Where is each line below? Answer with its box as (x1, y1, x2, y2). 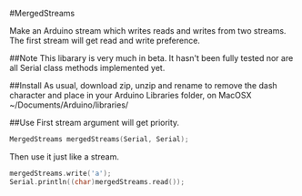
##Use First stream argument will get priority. (9, 118, 180, 128)
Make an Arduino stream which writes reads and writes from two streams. (9, 26, 287, 36)
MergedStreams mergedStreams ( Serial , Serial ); (9, 135, 189, 144)
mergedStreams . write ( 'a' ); (9, 169, 112, 178)
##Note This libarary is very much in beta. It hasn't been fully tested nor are (9, 53, 294, 63)
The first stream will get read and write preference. (9, 36, 200, 46)
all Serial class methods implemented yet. (9, 63, 166, 73)
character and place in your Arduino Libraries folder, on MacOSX (9, 90, 252, 100)
